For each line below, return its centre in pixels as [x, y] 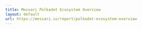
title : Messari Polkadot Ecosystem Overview [53, 10]
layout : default [22, 14]
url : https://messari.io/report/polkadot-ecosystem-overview [71, 19]
